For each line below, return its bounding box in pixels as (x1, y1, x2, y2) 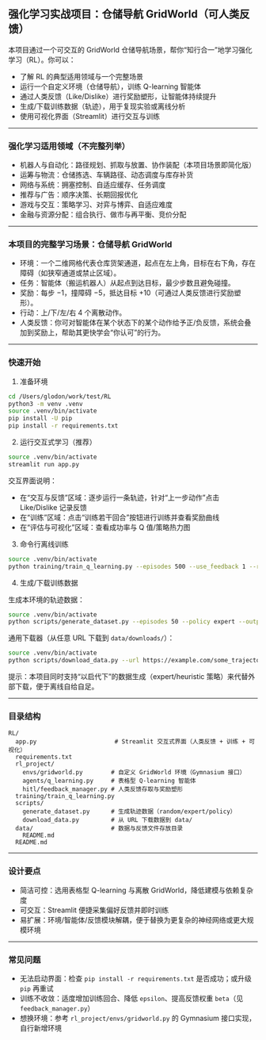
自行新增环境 (19, 1023, 62, 1033)
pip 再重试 (19, 983, 54, 993)
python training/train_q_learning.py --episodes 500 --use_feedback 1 (8, 562, 246, 570)
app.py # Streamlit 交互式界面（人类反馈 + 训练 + (15, 738, 246, 746)
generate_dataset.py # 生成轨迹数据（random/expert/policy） (22, 808, 237, 815)
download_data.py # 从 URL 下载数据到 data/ (22, 816, 193, 824)
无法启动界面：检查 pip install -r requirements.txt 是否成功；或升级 (19, 973, 252, 983)
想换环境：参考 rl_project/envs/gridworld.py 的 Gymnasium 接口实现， (19, 1013, 256, 1023)
